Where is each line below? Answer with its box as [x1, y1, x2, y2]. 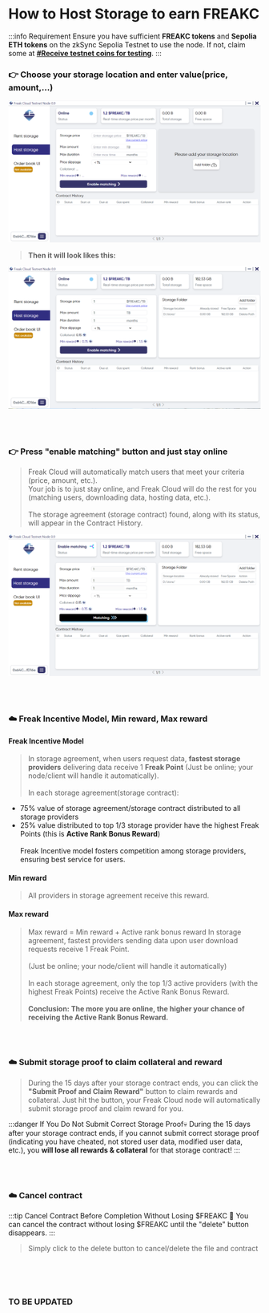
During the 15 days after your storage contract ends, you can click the [27, 1078, 259, 1088]
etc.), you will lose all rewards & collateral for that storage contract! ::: [8, 1145, 240, 1155]
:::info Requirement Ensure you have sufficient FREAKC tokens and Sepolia [8, 31, 258, 41]
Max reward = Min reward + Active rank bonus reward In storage [27, 927, 242, 937]
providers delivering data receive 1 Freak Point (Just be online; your [27, 763, 254, 772]
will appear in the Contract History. [27, 518, 143, 528]
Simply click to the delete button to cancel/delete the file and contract [27, 1244, 259, 1254]
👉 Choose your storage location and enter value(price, [8, 69, 228, 80]
